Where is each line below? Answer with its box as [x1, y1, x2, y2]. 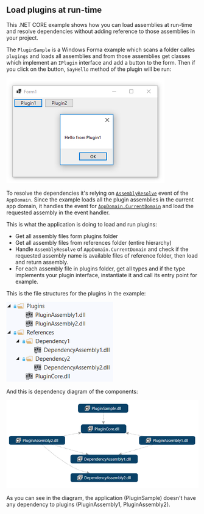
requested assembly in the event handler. [6, 209, 110, 216]
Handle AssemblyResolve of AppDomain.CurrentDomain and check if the [15, 245, 189, 253]
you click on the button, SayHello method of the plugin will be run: [6, 65, 172, 73]
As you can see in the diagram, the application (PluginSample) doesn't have [6, 494, 196, 501]
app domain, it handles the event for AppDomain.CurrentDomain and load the [6, 202, 194, 209]
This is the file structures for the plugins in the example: [6, 289, 146, 297]
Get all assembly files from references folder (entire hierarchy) [15, 239, 172, 246]
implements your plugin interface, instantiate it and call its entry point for [15, 271, 198, 278]
